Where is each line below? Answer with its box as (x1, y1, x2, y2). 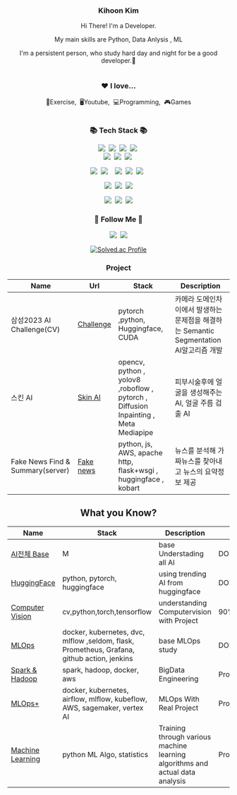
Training (158, 723, 186, 733)
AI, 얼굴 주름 (174, 398, 214, 408)
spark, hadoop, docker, (62, 665, 140, 674)
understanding (158, 598, 207, 608)
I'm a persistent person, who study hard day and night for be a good (19, 49, 218, 58)
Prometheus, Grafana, (62, 644, 135, 654)
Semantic (183, 326, 215, 336)
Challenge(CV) (11, 325, 61, 335)
